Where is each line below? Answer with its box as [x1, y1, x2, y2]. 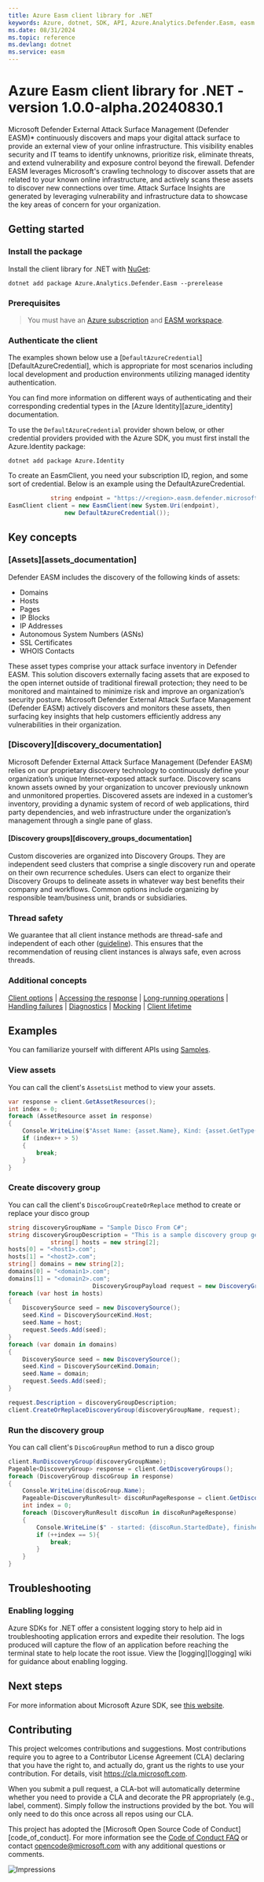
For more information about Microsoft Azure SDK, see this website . [8, 1700, 225, 1710]
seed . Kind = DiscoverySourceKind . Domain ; [22, 1362, 159, 1371]
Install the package [8, 246, 82, 257]
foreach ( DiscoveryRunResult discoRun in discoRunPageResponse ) [22, 1509, 237, 1517]
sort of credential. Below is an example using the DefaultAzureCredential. [8, 479, 246, 488]
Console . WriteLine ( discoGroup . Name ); [22, 1487, 146, 1495]
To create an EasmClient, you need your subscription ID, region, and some [8, 471, 249, 481]
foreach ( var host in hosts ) [8, 1289, 104, 1298]
